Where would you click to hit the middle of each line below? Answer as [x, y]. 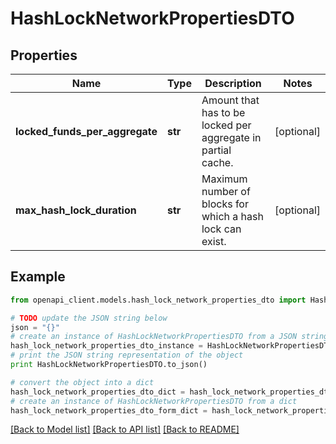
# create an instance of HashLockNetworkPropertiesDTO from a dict [154, 401]
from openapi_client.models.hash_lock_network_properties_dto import [158, 300]
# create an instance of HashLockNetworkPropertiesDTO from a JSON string [169, 337]
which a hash [232, 216]
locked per [226, 125]
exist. [214, 241]
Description [233, 83]
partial [216, 150]
